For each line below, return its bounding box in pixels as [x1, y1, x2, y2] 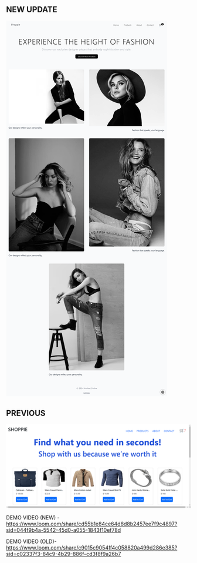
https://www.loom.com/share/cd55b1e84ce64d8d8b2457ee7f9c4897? [6, 520, 178, 527]
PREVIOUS [6, 408, 46, 418]
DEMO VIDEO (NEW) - [6, 514, 60, 521]
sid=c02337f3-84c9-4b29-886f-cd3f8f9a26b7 [6, 550, 121, 557]
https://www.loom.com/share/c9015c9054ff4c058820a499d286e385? [6, 544, 178, 551]
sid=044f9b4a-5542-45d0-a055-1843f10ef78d [6, 526, 121, 534]
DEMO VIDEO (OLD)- [6, 538, 57, 545]
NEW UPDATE [6, 5, 57, 15]
